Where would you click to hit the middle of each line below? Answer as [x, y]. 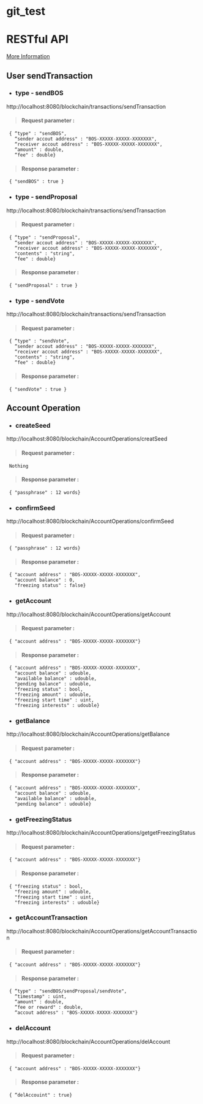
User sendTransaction [50, 76]
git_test [26, 11]
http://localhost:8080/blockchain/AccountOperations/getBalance [88, 734]
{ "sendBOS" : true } [36, 182]
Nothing [19, 466]
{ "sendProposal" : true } [43, 285]
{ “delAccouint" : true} [40, 1095]
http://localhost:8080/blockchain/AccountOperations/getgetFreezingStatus [101, 833]
